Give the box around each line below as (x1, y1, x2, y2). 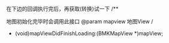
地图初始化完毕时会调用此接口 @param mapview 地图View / (6, 18, 153, 25)
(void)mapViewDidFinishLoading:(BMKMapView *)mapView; (14, 30, 164, 37)
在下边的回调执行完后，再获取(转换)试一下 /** (6, 5, 119, 12)
